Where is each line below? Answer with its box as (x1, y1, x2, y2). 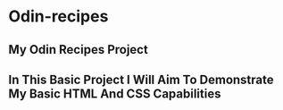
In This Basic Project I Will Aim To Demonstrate (8, 72, 274, 87)
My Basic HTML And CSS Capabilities (8, 86, 221, 101)
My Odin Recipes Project (8, 42, 148, 57)
